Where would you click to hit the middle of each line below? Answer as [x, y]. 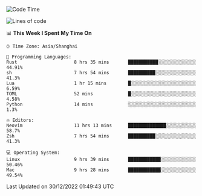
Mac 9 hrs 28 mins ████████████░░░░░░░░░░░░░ [101, 170]
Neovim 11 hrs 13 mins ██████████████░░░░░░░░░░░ [101, 125]
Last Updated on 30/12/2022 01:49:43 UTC [60, 186]
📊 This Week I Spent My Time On [49, 33]
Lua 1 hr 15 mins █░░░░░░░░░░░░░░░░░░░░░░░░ [101, 83]
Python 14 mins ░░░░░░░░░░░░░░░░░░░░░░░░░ [101, 104]
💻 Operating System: [33, 153]
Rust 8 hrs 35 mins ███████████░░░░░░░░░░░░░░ [101, 62]
